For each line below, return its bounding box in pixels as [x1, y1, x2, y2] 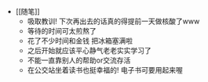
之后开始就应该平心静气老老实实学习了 [27, 46, 151, 55]
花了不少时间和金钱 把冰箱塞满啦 [27, 36, 133, 45]
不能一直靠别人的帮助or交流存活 [27, 55, 131, 65]
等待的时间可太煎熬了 [27, 27, 97, 35]
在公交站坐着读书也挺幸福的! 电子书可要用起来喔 [27, 66, 183, 74]
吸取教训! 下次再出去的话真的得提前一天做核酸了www [27, 16, 200, 26]
